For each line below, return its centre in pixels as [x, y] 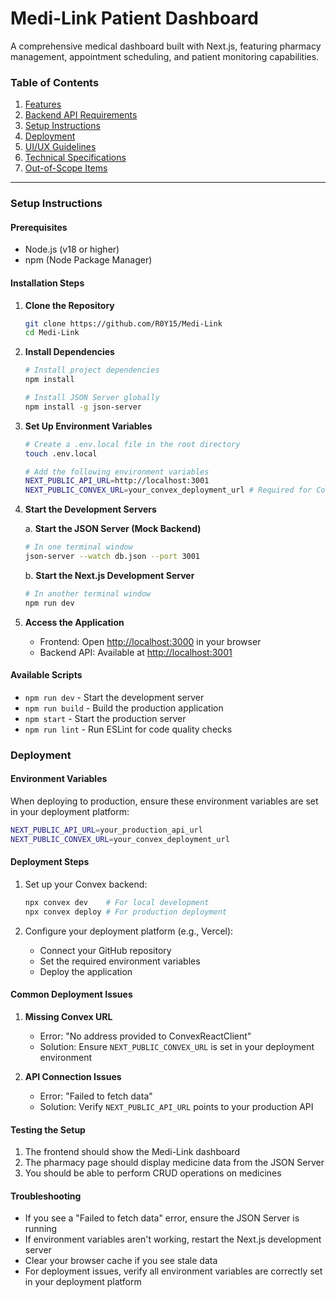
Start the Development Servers [90, 509]
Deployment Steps [50, 862]
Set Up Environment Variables [88, 426]
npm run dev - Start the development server [114, 697]
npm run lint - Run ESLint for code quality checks [128, 729]
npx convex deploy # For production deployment [125, 912]
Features [43, 104]
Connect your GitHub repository [105, 950]
